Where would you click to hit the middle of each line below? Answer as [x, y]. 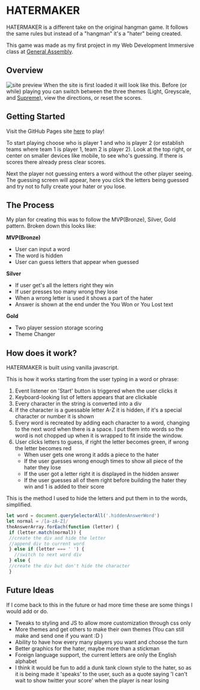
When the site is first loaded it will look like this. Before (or [115, 85]
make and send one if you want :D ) [59, 635]
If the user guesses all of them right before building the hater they [105, 480]
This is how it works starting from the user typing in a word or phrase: [92, 379]
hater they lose [42, 468]
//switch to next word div [48, 555]
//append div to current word [47, 544]
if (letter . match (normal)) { [45, 533]
